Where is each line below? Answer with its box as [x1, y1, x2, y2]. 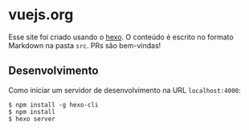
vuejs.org [8, 6, 74, 24]
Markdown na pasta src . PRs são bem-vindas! [8, 40, 161, 50]
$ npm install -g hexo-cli [8, 100, 99, 109]
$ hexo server [8, 115, 56, 123]
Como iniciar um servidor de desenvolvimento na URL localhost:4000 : [8, 85, 241, 95]
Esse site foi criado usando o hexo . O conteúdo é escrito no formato [8, 32, 235, 42]
